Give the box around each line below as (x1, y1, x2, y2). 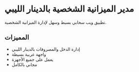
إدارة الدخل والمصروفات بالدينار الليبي (11, 46, 81, 52)
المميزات (4, 33, 30, 42)
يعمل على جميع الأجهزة (11, 57, 54, 62)
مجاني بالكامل (11, 61, 37, 67)
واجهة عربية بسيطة (11, 51, 47, 57)
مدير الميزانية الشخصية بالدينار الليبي (4, 3, 134, 14)
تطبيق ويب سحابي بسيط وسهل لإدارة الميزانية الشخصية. (4, 19, 107, 25)
